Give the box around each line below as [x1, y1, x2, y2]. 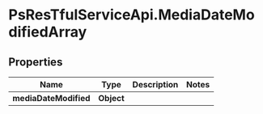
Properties [8, 55, 63, 69]
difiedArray [8, 23, 87, 41]
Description [132, 79, 179, 90]
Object [98, 93, 125, 103]
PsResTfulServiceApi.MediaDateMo [8, 6, 255, 24]
